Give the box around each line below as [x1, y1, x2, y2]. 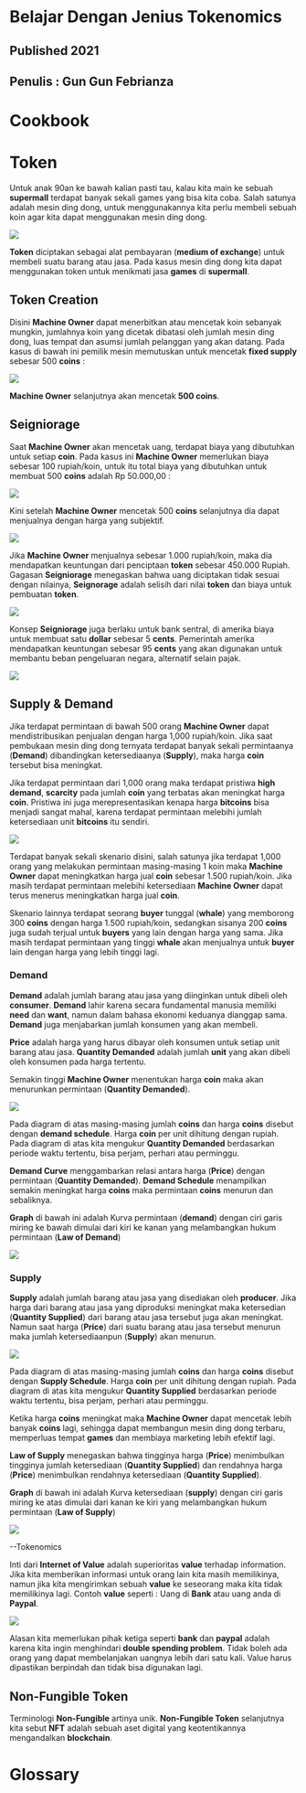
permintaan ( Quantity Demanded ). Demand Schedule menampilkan [9, 1175, 267, 1186]
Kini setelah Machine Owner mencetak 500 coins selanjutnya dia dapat [9, 505, 280, 516]
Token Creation [9, 293, 99, 308]
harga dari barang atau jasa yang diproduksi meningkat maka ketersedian [9, 1302, 286, 1313]
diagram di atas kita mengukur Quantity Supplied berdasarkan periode [9, 1385, 277, 1396]
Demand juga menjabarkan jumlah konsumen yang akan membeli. [9, 1019, 259, 1030]
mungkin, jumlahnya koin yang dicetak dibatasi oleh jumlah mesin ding [9, 326, 275, 337]
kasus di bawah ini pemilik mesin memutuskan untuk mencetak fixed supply [9, 346, 298, 357]
